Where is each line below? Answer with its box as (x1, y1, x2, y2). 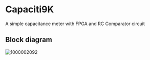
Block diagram (5, 35, 52, 44)
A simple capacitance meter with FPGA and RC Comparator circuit (5, 21, 145, 27)
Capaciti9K (5, 4, 54, 15)
